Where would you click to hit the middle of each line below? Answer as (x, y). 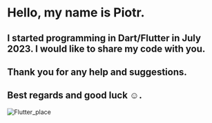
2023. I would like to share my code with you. (106, 48)
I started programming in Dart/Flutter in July (104, 38)
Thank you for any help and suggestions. (97, 72)
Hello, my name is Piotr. (76, 13)
